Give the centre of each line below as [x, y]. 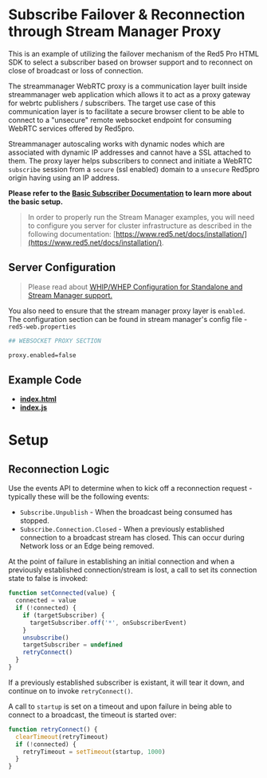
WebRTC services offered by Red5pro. [72, 128]
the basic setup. [36, 202]
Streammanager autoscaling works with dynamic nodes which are [117, 143]
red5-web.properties [43, 327]
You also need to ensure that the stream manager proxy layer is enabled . [127, 310]
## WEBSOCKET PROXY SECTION [55, 340]
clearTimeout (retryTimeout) [62, 737]
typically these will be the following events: [79, 497]
